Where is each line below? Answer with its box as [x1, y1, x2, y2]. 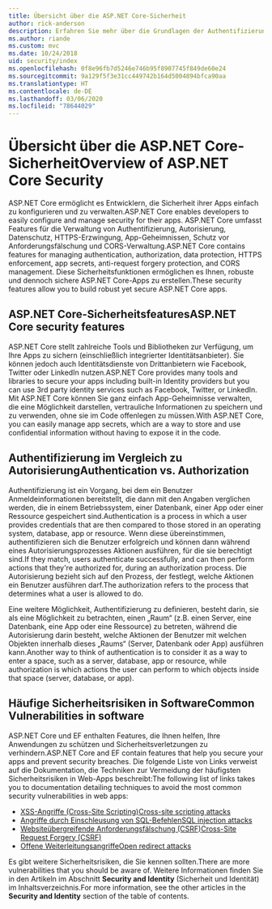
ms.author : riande [8, 34, 70, 43]
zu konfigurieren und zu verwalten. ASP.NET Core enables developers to [8, 207, 249, 217]
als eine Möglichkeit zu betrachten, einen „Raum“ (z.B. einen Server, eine [8, 613, 252, 622]
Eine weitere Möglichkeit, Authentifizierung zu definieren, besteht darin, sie [8, 604, 259, 614]
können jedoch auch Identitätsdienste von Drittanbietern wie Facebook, [8, 359, 247, 368]
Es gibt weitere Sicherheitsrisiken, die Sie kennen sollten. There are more [8, 856, 250, 866]
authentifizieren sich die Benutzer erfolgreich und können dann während [8, 537, 250, 546]
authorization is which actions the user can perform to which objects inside [8, 665, 260, 674]
